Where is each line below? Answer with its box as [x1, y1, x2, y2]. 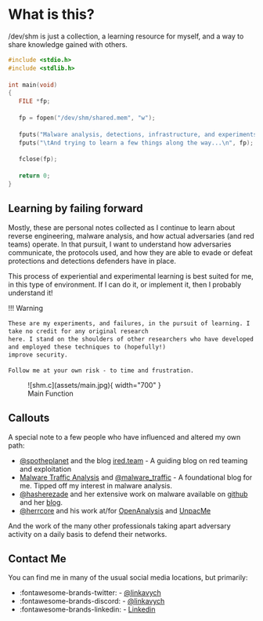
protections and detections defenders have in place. [8, 256, 177, 265]
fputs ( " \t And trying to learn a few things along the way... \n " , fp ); [18, 139, 254, 147]
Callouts [8, 411, 50, 425]
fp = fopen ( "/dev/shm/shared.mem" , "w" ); [18, 114, 156, 122]
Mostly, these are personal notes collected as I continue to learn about [8, 222, 236, 232]
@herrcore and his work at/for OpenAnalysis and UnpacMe [19, 506, 211, 515]
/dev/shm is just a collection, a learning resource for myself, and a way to [8, 31, 244, 41]
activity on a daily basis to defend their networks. [8, 529, 168, 539]
